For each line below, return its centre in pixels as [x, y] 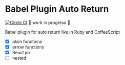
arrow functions [28, 47]
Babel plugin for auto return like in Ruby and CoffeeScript [62, 32]
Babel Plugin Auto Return [57, 9]
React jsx [21, 53]
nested [19, 58]
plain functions [27, 41]
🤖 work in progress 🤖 [50, 22]
